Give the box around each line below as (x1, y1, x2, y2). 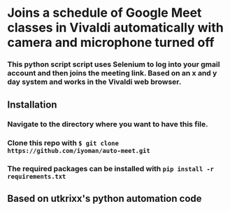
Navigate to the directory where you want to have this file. (7, 119, 208, 129)
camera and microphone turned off (7, 35, 215, 50)
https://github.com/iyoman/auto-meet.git (7, 147, 150, 155)
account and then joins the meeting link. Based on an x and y (7, 68, 217, 78)
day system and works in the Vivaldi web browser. (7, 77, 182, 87)
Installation (7, 99, 57, 110)
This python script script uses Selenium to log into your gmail (7, 59, 220, 69)
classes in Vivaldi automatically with (7, 20, 224, 36)
